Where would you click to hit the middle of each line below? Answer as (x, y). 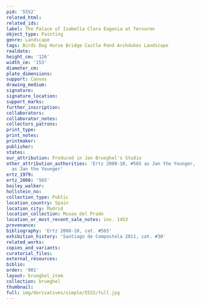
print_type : (21, 130)
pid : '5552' (21, 12)
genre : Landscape (28, 40)
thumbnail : (20, 287)
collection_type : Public (37, 197)
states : (16, 152)
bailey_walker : (25, 186)
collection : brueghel (33, 281)
